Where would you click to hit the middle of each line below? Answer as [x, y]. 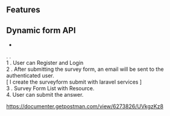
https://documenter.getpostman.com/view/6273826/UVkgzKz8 [85, 106]
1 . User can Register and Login [45, 63]
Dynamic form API [41, 30]
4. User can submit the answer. [45, 95]
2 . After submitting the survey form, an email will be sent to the [85, 69]
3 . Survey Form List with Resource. [50, 88]
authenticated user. [30, 76]
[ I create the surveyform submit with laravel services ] [74, 82]
